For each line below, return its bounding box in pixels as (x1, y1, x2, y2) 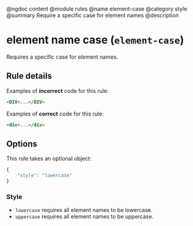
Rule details (6, 71, 52, 81)
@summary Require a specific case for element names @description (6, 12, 179, 19)
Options (6, 139, 38, 149)
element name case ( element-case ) (6, 33, 184, 47)
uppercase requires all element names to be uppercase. (15, 213, 154, 221)
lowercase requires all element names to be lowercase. (15, 206, 153, 214)
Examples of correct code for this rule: (6, 110, 104, 117)
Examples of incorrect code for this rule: (6, 87, 109, 94)
